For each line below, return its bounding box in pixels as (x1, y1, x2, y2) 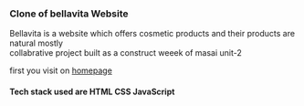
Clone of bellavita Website (9, 7, 130, 20)
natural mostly (9, 37, 64, 48)
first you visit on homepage (9, 65, 112, 76)
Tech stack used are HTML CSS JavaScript (9, 86, 175, 97)
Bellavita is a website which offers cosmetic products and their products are (9, 28, 295, 39)
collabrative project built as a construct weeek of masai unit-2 (9, 48, 242, 58)
